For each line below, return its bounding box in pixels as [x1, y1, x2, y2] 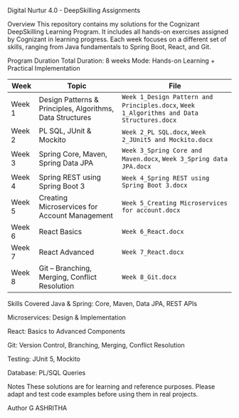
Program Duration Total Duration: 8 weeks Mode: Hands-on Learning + [7, 56, 216, 65]
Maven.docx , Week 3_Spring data [122, 153, 228, 163]
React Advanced [38, 248, 95, 257]
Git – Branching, [38, 263, 92, 273]
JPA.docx [122, 163, 152, 170]
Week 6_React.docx [122, 228, 184, 235]
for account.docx [122, 206, 181, 214]
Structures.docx [122, 116, 177, 124]
